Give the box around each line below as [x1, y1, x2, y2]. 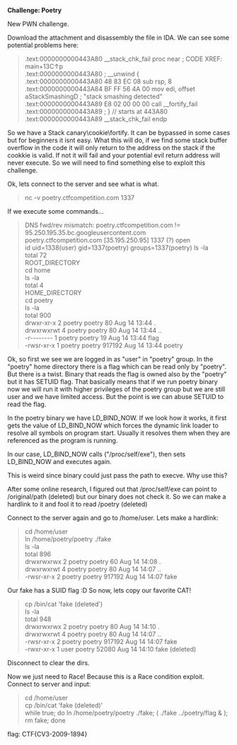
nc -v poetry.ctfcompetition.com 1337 [24, 194, 135, 202]
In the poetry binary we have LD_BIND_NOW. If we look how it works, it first [7, 414, 227, 422]
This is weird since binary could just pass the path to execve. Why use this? [7, 471, 228, 480]
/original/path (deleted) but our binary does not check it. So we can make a [7, 492, 226, 501]
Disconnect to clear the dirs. [7, 659, 90, 667]
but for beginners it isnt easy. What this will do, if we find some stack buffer [7, 136, 228, 144]
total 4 [24, 281, 44, 289]
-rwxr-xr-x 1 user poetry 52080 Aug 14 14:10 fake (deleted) [24, 645, 197, 653]
